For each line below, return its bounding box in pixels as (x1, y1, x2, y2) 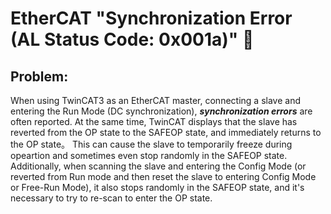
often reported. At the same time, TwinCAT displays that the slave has (10, 116, 298, 127)
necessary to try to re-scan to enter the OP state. (10, 192, 213, 204)
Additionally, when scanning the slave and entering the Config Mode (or (10, 160, 307, 172)
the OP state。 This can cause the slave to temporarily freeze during (10, 138, 293, 150)
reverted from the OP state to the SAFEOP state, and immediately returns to (10, 127, 322, 138)
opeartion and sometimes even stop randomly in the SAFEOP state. (10, 150, 288, 161)
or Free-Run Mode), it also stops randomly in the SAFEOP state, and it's (10, 182, 305, 193)
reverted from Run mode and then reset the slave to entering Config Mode (10, 171, 317, 182)
